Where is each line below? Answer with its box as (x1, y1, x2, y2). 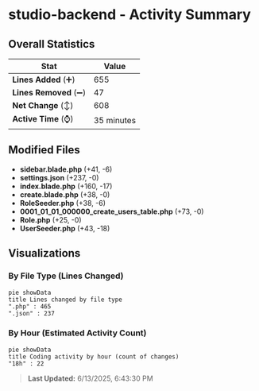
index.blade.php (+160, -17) (19, 181, 113, 191)
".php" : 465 (8, 302, 52, 311)
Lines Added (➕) (12, 74, 75, 85)
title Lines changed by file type (8, 296, 123, 304)
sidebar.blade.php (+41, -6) (19, 165, 113, 174)
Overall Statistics (8, 37, 95, 51)
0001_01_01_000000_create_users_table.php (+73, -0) (19, 207, 204, 216)
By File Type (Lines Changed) (8, 270, 124, 281)
